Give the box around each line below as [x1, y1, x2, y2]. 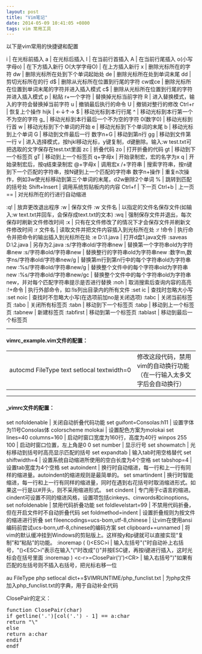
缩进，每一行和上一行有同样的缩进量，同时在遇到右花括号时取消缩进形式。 [6, 478, 191, 486]
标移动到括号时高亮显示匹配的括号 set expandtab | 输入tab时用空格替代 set [6, 448, 191, 456]
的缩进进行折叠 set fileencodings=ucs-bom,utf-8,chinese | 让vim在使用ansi [6, 516, 192, 524]
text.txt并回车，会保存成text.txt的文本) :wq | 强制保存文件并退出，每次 [19, 211, 192, 218]
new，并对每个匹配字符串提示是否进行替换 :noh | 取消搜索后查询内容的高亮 [6, 279, 192, 286]
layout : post [6, 8, 39, 15]
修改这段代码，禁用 [136, 353, 191, 361]
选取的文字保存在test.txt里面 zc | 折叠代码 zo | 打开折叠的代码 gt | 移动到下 [11, 145, 196, 153]
